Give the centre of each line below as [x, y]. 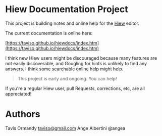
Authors [23, 114]
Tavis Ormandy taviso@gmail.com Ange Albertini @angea [65, 128]
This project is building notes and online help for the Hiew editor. [72, 23]
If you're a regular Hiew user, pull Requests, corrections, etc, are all [75, 88]
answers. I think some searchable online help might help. [64, 69]
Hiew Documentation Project [67, 9]
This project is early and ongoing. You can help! [67, 78]
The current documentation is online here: [49, 33]
